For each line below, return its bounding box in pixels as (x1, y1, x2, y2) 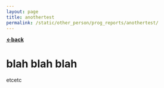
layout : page (6, 8, 39, 15)
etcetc (6, 77, 22, 84)
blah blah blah (6, 57, 78, 70)
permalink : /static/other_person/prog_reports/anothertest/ (6, 20, 159, 26)
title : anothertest (6, 14, 55, 20)
